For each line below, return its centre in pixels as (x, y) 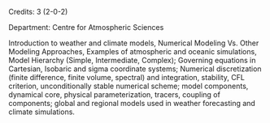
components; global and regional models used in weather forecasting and (132, 103)
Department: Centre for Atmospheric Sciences (86, 27)
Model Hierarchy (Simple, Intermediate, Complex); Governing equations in (132, 60)
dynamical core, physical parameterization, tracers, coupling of (115, 95)
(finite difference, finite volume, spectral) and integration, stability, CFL (127, 77)
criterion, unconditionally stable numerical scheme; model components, (128, 86)
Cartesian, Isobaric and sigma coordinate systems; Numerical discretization (135, 69)
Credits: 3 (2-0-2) (38, 12)
